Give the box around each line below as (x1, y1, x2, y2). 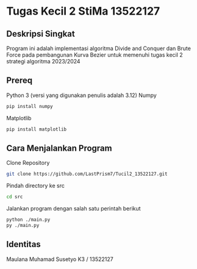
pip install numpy (6, 103, 53, 109)
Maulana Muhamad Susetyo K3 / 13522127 (6, 255, 114, 263)
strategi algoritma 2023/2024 (6, 58, 81, 65)
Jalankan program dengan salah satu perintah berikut (6, 205, 141, 212)
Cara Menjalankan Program (6, 143, 112, 153)
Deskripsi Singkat (6, 29, 75, 39)
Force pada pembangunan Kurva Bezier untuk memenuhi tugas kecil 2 (6, 51, 183, 59)
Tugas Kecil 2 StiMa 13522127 (6, 4, 160, 18)
